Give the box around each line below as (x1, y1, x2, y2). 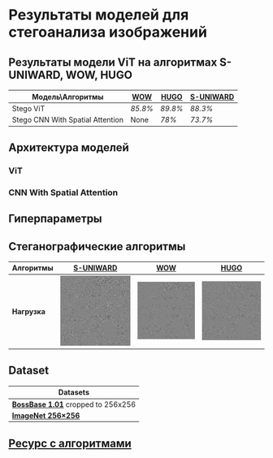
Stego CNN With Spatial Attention (11, 115, 124, 124)
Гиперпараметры (8, 212, 103, 226)
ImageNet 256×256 (11, 410, 80, 420)
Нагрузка (11, 306, 46, 316)
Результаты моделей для (8, 6, 189, 24)
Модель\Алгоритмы (32, 92, 104, 102)
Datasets (58, 387, 89, 397)
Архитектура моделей (8, 140, 130, 154)
